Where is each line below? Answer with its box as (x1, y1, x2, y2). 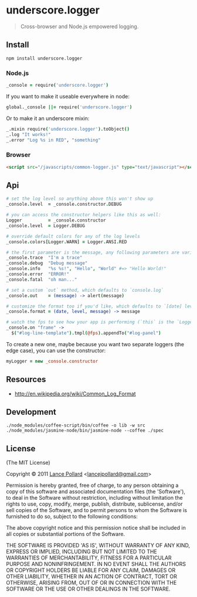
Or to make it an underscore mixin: (6, 115, 90, 122)
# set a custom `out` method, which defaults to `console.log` (6, 287, 164, 293)
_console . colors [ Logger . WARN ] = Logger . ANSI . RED (6, 238, 127, 245)
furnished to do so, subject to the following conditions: (6, 513, 138, 520)
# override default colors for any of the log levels (6, 233, 141, 239)
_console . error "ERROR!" (6, 271, 69, 277)
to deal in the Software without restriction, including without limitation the (6, 494, 183, 502)
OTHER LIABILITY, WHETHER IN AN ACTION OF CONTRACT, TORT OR (6, 573, 177, 580)
